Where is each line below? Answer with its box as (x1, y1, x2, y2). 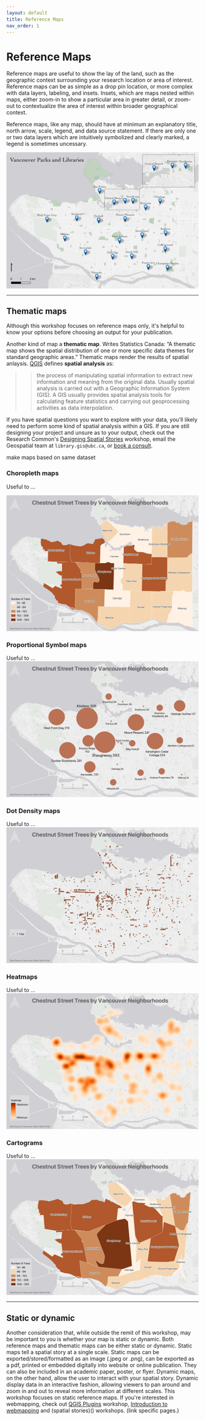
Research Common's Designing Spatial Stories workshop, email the (6, 435, 176, 443)
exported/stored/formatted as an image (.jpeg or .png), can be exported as (6, 1355, 195, 1362)
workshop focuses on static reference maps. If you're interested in (6, 1394, 174, 1401)
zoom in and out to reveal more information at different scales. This (6, 1387, 175, 1394)
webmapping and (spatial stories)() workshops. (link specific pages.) (6, 1407, 179, 1414)
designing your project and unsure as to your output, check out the (6, 429, 175, 437)
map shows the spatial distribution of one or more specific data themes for (6, 347, 194, 354)
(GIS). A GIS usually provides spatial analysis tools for (36, 391, 172, 399)
